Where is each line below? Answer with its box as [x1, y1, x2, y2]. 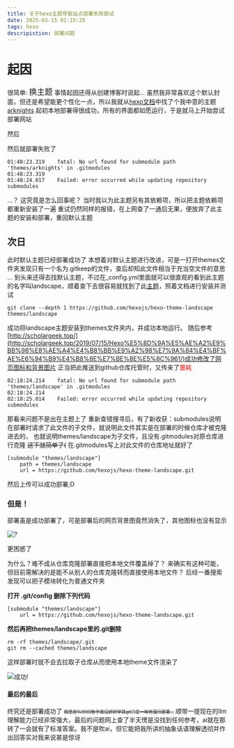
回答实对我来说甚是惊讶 [13, 733, 81, 741]
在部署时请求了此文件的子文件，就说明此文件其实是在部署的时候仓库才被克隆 [7, 423, 227, 432]
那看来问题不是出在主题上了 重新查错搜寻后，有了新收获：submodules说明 [7, 415, 221, 422]
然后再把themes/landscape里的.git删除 [7, 625, 122, 633]
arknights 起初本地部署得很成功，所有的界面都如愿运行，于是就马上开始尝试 [7, 106, 225, 115]
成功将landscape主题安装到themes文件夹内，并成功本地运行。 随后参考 [7, 323, 212, 332]
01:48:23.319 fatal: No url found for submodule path [7, 158, 176, 166]
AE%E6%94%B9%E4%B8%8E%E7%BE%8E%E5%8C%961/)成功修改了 [7, 355, 216, 362]
